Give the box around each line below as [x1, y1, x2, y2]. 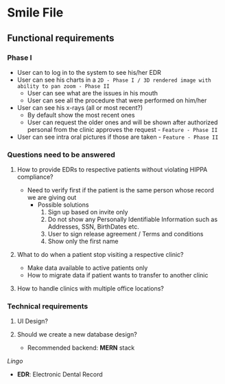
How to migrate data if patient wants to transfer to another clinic [27, 271, 209, 280]
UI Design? [16, 317, 48, 326]
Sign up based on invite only [47, 208, 128, 216]
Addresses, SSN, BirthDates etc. [47, 223, 139, 231]
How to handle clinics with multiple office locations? [16, 284, 165, 293]
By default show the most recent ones [27, 111, 135, 119]
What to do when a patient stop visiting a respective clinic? [16, 251, 184, 259]
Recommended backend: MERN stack [27, 343, 135, 352]
